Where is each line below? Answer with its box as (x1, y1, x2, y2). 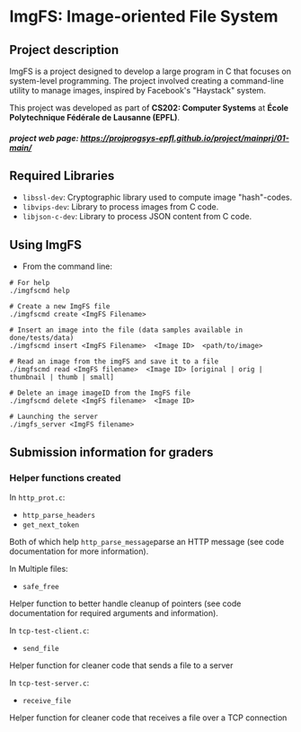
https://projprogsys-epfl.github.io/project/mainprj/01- (80, 132, 289, 143)
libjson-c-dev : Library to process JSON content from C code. (22, 211, 252, 222)
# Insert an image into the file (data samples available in (9, 326, 243, 335)
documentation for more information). (9, 546, 149, 557)
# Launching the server (9, 412, 99, 422)
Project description (9, 42, 120, 58)
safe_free (22, 582, 60, 591)
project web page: (9, 132, 79, 143)
